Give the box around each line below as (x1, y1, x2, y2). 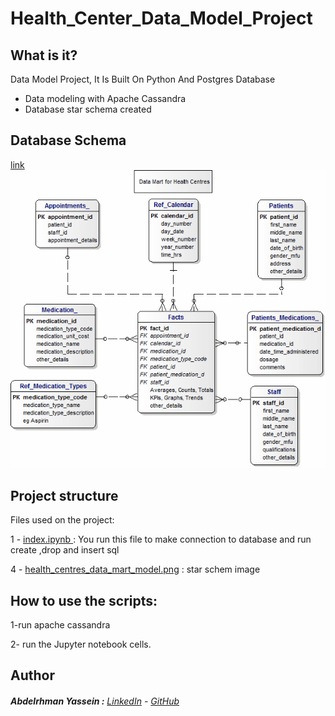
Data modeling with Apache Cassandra (24, 93, 187, 104)
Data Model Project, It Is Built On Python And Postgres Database (10, 73, 276, 85)
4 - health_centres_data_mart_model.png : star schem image (10, 563, 261, 576)
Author (10, 667, 55, 684)
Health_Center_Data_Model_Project (10, 7, 313, 30)
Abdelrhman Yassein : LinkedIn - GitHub (10, 695, 180, 707)
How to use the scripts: (10, 592, 158, 609)
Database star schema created (24, 103, 152, 115)
